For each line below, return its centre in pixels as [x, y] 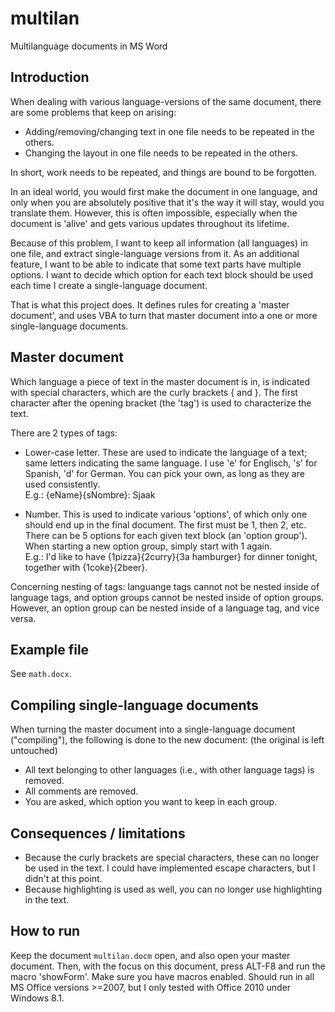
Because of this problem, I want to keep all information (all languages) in [159, 243]
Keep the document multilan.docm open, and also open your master [150, 955]
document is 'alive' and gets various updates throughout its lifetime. [150, 223]
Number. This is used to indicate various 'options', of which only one [166, 514]
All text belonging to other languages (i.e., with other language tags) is [169, 770]
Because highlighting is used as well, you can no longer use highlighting [173, 889]
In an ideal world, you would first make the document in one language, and [164, 191]
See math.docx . [41, 674]
